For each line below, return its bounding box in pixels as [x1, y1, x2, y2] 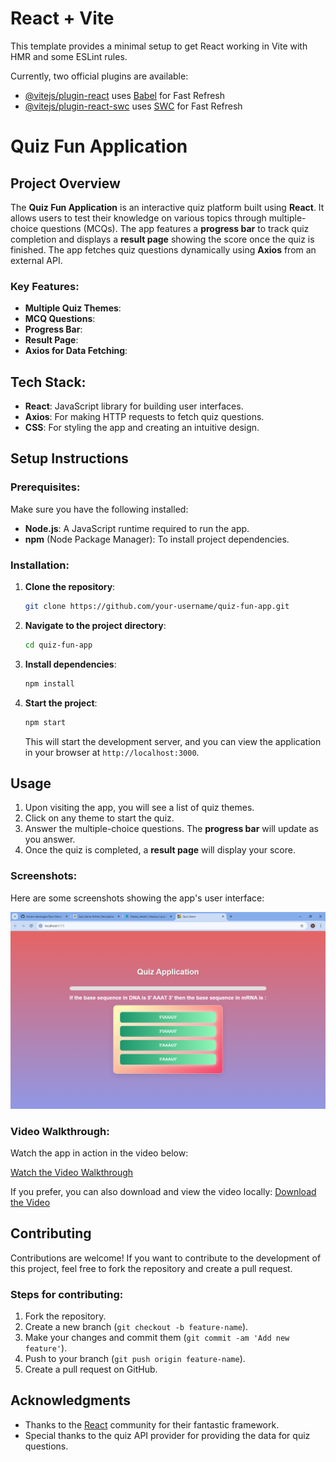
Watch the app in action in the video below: [10, 1147, 189, 1159]
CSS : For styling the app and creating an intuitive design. [24, 422, 260, 434]
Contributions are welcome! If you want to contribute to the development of [10, 1252, 322, 1264]
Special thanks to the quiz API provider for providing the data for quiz [24, 1429, 311, 1441]
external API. [10, 254, 63, 266]
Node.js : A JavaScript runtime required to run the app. [24, 522, 250, 534]
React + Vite [10, 7, 115, 30]
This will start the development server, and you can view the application [24, 735, 322, 747]
